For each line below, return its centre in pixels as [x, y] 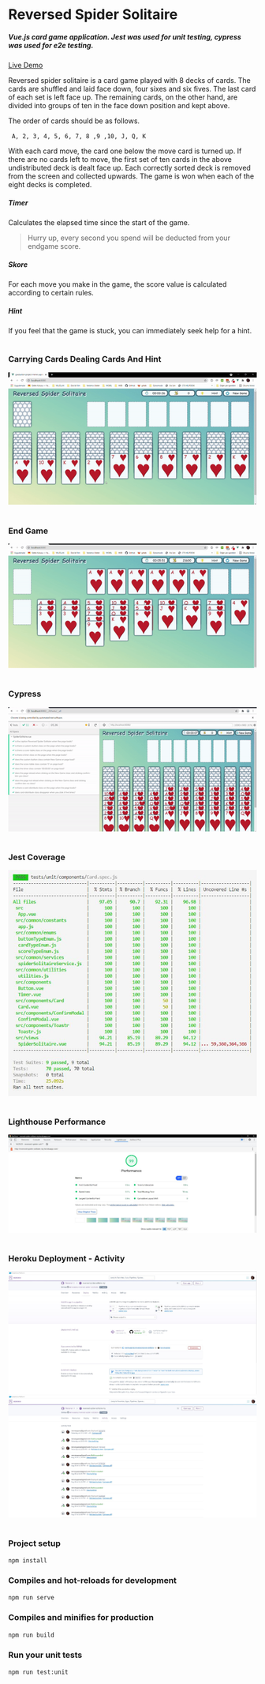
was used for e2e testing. [51, 45]
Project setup [34, 1543]
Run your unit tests [45, 1655]
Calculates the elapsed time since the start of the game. [99, 223]
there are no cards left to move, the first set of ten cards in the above [120, 160]
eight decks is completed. [50, 185]
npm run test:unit [38, 1672]
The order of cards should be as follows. [74, 121]
